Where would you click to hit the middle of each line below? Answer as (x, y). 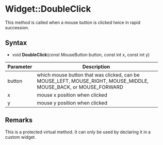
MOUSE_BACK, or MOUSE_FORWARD (80, 87)
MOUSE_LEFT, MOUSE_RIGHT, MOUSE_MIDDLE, (93, 81)
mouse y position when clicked (72, 103)
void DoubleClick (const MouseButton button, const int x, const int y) (81, 54)
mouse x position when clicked (72, 95)
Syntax (16, 43)
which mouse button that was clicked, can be (88, 75)
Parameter (20, 67)
